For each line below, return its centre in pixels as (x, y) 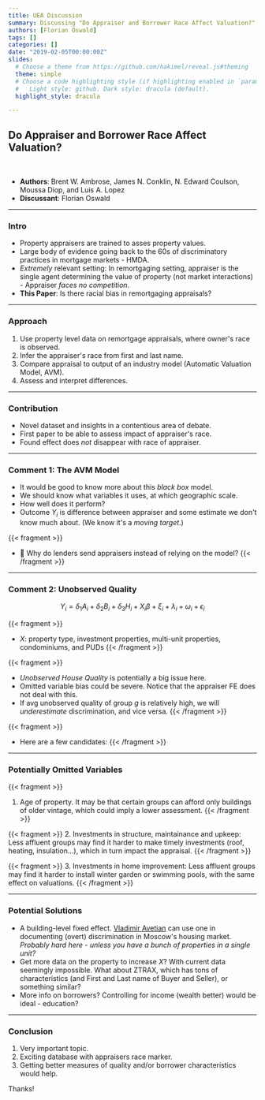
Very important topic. (54, 1049)
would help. (39, 1074)
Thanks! (21, 1089)
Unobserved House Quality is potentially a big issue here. (113, 678)
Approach (28, 322)
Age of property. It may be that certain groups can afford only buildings (136, 802)
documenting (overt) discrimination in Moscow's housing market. (125, 936)
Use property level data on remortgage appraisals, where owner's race (135, 338)
